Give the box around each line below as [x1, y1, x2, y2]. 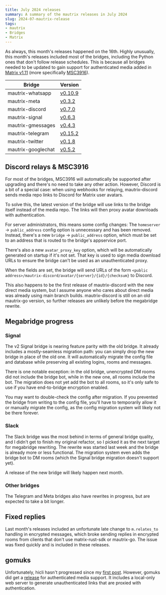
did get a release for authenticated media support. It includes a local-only [5, 574, 155, 580]
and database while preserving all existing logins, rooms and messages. [5, 359, 152, 365]
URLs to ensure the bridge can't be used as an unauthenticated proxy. [5, 257, 149, 263]
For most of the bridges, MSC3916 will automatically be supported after [5, 176, 151, 182]
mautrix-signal [7, 113, 43, 120]
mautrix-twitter [7, 138, 44, 145]
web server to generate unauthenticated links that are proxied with [5, 580, 141, 586]
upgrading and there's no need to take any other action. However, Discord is [5, 181, 161, 187]
